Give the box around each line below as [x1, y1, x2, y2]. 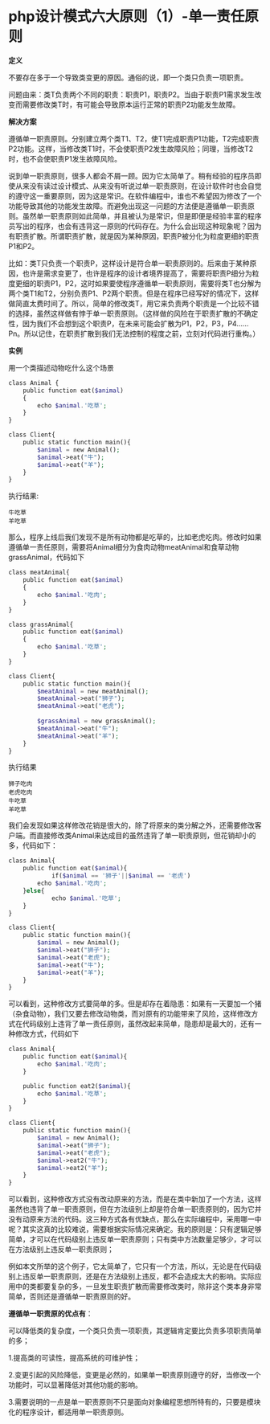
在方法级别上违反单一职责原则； [8, 1245, 114, 1254]
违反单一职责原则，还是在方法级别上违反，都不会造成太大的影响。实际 [22, 1271, 255, 1282]
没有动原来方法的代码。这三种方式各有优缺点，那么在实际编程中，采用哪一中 [8, 1214, 262, 1224]
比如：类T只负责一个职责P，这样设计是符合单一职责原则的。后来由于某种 [8, 258, 250, 268]
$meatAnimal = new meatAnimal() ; [37, 687, 149, 695]
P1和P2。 [8, 241, 39, 251]
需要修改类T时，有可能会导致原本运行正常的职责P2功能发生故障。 [22, 100, 240, 109]
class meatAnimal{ [8, 568, 70, 577]
